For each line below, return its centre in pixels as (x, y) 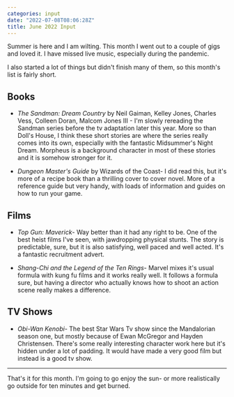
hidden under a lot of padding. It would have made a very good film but (119, 351)
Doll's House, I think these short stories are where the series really (112, 136)
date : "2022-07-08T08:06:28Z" (51, 20)
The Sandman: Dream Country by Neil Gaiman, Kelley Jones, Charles (117, 114)
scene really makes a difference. (64, 290)
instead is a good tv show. (55, 358)
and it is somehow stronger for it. (65, 158)
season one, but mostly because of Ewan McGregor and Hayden (110, 336)
